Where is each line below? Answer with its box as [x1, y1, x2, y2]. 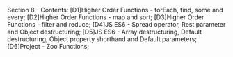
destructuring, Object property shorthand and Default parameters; [7, 35, 197, 43]
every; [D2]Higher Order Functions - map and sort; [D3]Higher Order [7, 13, 204, 21]
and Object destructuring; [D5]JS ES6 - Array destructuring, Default [7, 27, 202, 36]
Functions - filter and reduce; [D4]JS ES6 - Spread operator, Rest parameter [7, 21, 226, 28]
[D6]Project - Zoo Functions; [7, 43, 89, 50]
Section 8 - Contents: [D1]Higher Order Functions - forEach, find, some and [7, 6, 224, 14]
